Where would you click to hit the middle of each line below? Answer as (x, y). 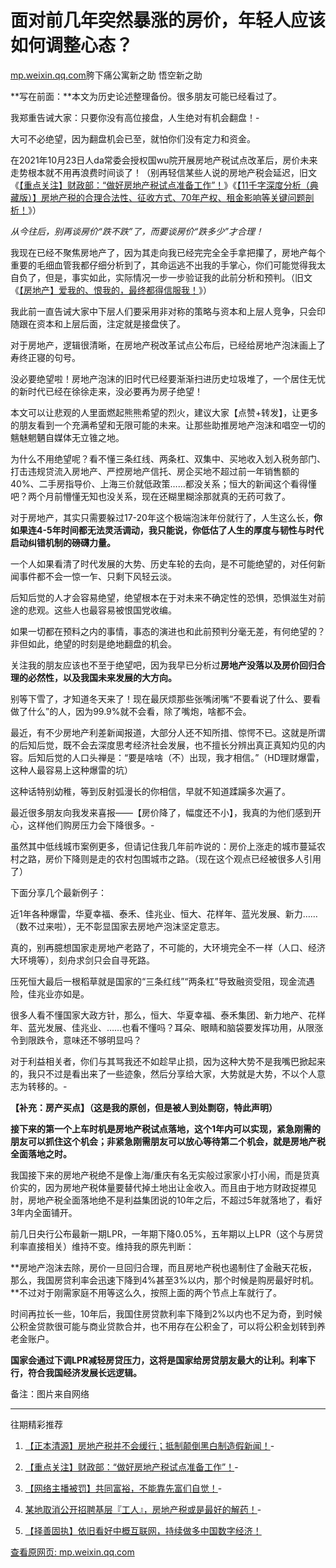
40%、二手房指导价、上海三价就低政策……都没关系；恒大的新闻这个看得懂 (163, 483)
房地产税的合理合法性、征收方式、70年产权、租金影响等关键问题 (173, 197)
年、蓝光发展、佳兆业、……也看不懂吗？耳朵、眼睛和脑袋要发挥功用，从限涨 (167, 1027)
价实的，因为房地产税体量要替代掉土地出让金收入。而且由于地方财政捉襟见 (163, 1187)
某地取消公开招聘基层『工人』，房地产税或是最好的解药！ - (143, 1509)
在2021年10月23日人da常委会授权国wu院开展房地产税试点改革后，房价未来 (164, 160)
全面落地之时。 (41, 1153)
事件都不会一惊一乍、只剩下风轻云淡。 (97, 576)
